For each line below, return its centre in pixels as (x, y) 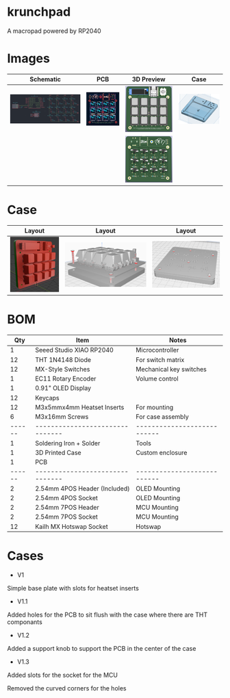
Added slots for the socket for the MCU (63, 675)
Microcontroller (157, 350)
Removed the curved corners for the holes (67, 688)
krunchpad (39, 12)
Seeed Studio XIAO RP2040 (75, 350)
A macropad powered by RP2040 (54, 31)
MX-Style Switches (63, 369)
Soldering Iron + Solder (68, 443)
